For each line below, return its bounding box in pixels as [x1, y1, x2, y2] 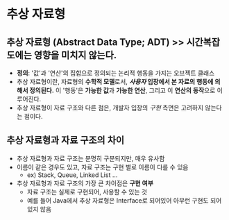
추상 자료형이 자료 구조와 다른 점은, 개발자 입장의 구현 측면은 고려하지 [16, 103, 204, 112]
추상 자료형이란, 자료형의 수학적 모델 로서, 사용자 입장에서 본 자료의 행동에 [16, 78, 214, 85]
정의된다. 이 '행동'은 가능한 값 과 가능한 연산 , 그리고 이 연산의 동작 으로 [29, 86, 216, 94]
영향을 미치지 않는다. [33, 49, 117, 61]
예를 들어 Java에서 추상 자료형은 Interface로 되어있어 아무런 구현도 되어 [26, 196, 222, 205]
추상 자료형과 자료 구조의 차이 [6, 135, 125, 146]
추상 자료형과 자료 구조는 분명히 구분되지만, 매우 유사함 [16, 154, 165, 162]
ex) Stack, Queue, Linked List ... [26, 171, 118, 179]
